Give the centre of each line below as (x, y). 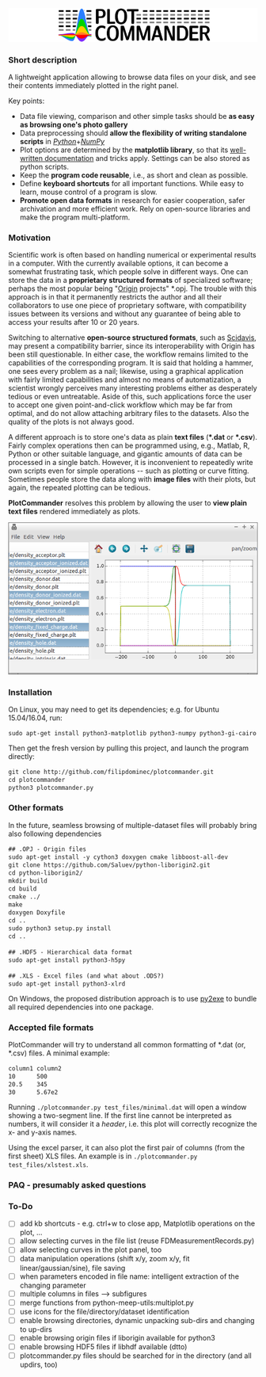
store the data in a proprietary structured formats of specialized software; (131, 280)
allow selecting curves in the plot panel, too (91, 1250)
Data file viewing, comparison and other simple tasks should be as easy (137, 116)
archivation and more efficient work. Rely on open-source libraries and (135, 208)
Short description (43, 59)
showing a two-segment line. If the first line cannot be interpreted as (120, 1116)
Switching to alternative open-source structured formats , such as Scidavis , (133, 338)
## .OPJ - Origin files (47, 849)
